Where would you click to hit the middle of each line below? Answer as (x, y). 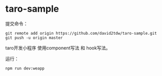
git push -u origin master (34, 38)
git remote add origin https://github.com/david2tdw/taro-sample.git (81, 33)
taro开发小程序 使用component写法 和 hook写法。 (58, 48)
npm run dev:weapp (25, 68)
